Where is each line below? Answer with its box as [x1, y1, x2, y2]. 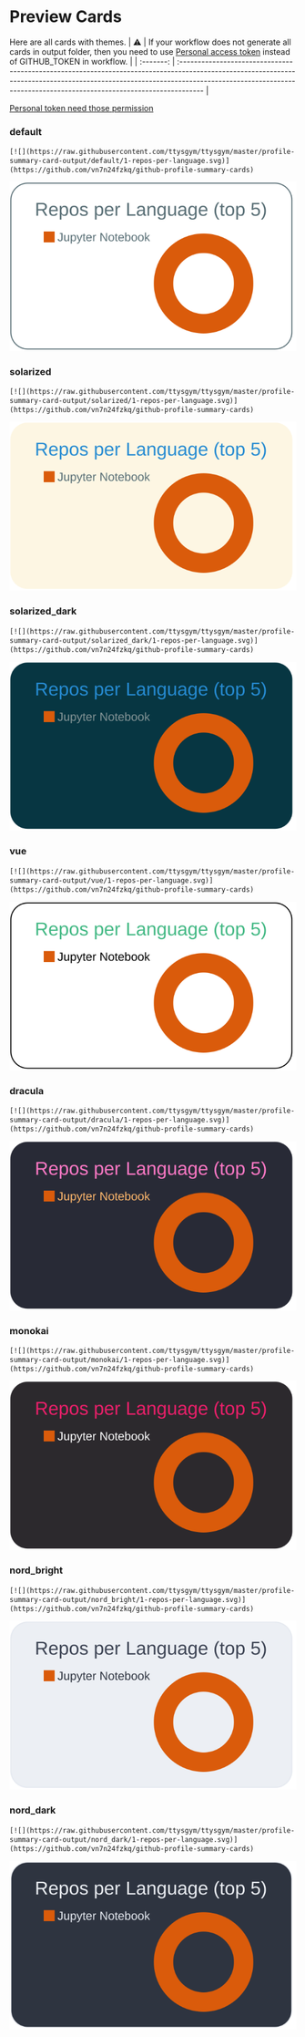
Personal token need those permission [9, 102, 154, 113]
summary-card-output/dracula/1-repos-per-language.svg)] [9, 1115, 230, 1125]
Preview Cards [9, 6, 123, 27]
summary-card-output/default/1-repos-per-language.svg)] [9, 157, 230, 166]
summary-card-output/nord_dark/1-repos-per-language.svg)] [9, 1835, 239, 1844]
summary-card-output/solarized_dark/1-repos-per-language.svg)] [9, 636, 259, 645]
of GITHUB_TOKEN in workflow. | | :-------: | [9, 56, 176, 67]
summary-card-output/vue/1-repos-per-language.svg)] [9, 875, 214, 885]
